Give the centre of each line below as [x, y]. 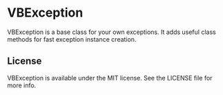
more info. [22, 85]
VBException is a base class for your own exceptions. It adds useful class [111, 32]
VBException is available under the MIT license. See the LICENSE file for [110, 78]
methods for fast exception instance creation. [72, 39]
